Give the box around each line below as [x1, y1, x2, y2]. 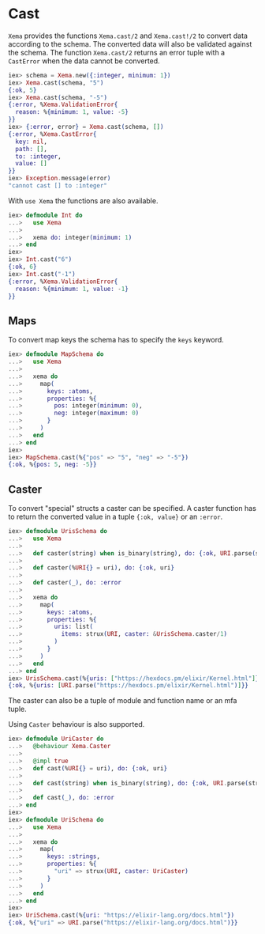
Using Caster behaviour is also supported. [8, 720, 145, 729]
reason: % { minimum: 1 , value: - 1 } [15, 285, 129, 293]
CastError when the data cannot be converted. [8, 56, 160, 66]
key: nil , [15, 138, 47, 146]
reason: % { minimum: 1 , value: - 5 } [15, 108, 129, 116]
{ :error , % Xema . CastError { [8, 130, 97, 138]
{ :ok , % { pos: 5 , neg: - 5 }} [8, 460, 97, 469]
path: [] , [15, 145, 47, 153]
